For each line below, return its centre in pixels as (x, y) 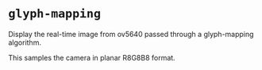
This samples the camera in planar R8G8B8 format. (92, 57)
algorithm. (25, 42)
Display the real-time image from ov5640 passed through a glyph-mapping (131, 34)
